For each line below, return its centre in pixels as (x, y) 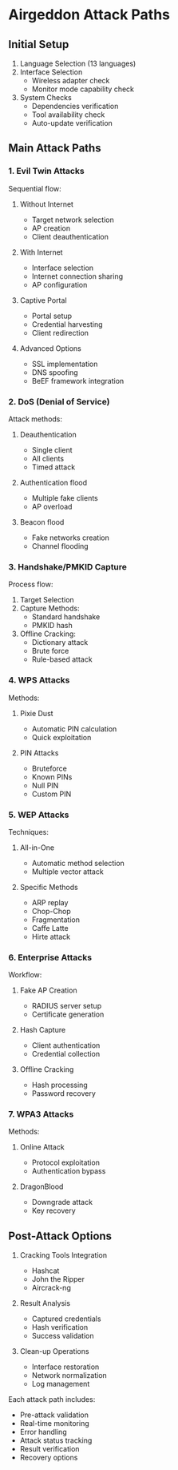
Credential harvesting (67, 324)
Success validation (63, 1336)
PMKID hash (52, 626)
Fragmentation (56, 920)
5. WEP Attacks (39, 815)
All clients (48, 458)
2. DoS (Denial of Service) (59, 401)
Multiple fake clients (65, 497)
